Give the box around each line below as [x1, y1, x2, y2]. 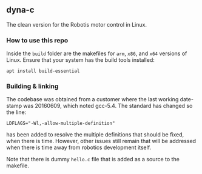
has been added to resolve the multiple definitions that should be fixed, [6, 131, 184, 138]
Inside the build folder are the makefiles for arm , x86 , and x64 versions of [6, 50, 187, 57]
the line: [6, 109, 27, 116]
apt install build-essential [6, 68, 80, 75]
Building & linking [6, 82, 59, 90]
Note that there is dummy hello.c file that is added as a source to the [6, 156, 180, 163]
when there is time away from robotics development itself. [6, 144, 152, 151]
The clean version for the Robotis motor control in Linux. [6, 21, 147, 28]
